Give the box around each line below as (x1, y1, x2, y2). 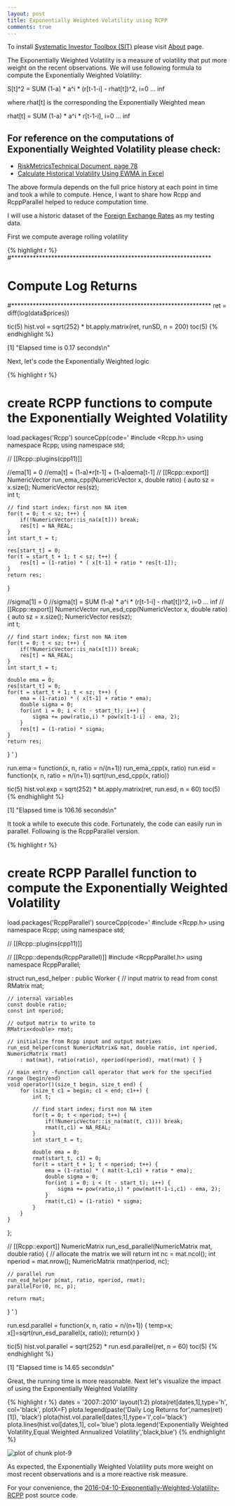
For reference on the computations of (7, 132, 174, 144)
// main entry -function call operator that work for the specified (7, 1069, 212, 1076)
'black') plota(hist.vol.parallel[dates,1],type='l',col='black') (20, 1413, 187, 1421)
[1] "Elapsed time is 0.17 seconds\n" (7, 343, 110, 352)
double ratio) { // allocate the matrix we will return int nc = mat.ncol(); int (7, 1250, 216, 1257)
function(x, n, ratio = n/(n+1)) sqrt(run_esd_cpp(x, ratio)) (7, 772, 170, 780)
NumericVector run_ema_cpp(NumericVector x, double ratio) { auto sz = (7, 475, 215, 484)
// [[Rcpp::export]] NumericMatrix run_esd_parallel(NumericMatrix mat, (7, 1242, 213, 1250)
